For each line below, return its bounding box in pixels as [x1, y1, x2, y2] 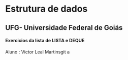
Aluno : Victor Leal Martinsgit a [5, 49, 70, 55]
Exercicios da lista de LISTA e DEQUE [5, 38, 85, 44]
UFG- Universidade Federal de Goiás [5, 23, 123, 32]
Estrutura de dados [5, 3, 88, 15]
